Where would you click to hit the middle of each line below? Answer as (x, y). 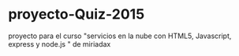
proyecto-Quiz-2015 (77, 14)
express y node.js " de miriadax (60, 44)
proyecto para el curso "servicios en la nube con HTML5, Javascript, (120, 36)
